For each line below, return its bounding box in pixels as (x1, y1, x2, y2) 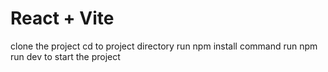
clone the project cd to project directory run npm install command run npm (10, 40, 318, 52)
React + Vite (10, 7, 115, 30)
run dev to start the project (10, 50, 121, 62)
